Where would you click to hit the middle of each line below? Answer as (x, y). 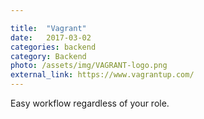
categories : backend (53, 47)
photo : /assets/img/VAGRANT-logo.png (89, 66)
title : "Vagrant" (48, 28)
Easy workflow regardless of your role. (90, 103)
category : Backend (48, 56)
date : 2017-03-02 (51, 37)
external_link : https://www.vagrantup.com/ (102, 75)
